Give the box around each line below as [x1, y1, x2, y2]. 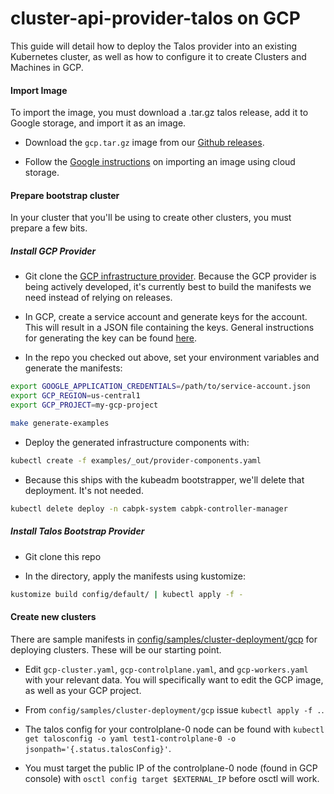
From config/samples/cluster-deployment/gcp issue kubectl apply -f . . [24, 703, 325, 716]
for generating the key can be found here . [24, 332, 198, 344]
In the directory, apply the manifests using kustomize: [24, 570, 246, 582]
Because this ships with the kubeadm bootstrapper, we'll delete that [24, 473, 305, 486]
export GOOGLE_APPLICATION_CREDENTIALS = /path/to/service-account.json [10, 382, 311, 392]
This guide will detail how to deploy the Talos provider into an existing [10, 40, 298, 52]
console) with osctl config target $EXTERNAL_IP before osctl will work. [24, 772, 320, 784]
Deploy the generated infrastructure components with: [24, 436, 250, 448]
